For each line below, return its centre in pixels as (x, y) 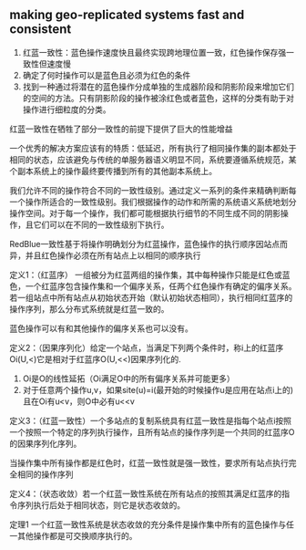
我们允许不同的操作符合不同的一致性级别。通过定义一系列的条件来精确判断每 (153, 190)
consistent (41, 30)
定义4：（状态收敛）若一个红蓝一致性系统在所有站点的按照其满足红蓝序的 (146, 493)
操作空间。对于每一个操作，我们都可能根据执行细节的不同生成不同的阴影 (145, 213)
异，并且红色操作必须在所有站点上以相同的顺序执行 (105, 255)
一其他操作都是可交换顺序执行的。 (73, 535)
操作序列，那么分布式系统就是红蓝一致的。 (89, 308)
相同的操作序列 (45, 474)
